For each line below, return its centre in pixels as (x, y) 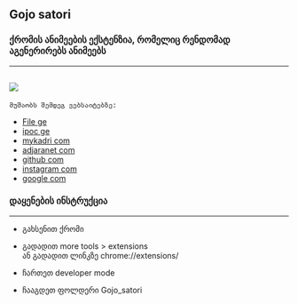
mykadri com (46, 140)
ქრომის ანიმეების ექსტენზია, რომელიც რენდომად (120, 40)
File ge (34, 121)
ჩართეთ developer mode (68, 272)
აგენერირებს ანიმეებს (58, 51)
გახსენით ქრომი (53, 228)
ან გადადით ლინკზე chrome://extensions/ (100, 255)
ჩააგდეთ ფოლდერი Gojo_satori (82, 290)
